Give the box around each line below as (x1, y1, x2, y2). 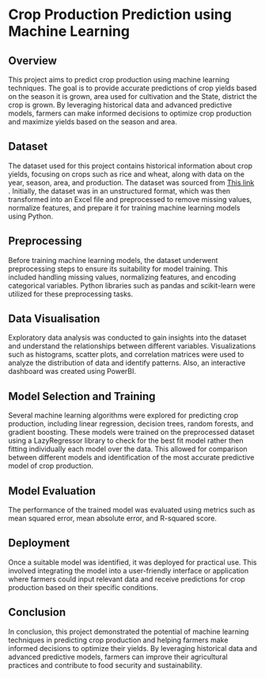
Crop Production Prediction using (8, 6, 232, 24)
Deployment (8, 536, 70, 550)
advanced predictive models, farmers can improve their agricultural (8, 652, 228, 661)
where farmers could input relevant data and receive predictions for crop (8, 574, 245, 584)
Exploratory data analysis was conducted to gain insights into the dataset (8, 333, 247, 342)
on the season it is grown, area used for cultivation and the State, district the (8, 92, 257, 101)
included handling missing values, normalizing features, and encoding (8, 272, 237, 282)
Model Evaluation (8, 484, 97, 497)
